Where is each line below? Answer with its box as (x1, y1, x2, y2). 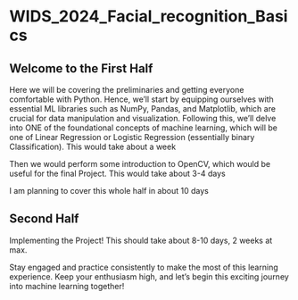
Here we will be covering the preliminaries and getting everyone (9, 85, 244, 95)
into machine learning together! (9, 280, 125, 291)
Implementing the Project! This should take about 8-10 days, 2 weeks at (9, 235, 273, 246)
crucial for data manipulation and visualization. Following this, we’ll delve (9, 113, 277, 123)
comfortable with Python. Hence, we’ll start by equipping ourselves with (9, 94, 274, 104)
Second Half (9, 212, 79, 227)
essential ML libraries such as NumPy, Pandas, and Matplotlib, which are (9, 104, 277, 113)
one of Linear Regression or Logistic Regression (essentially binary (9, 132, 255, 142)
